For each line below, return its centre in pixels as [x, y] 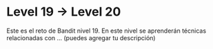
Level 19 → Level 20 [64, 12]
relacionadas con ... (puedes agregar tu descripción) [81, 37]
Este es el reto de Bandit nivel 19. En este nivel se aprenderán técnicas [106, 31]
